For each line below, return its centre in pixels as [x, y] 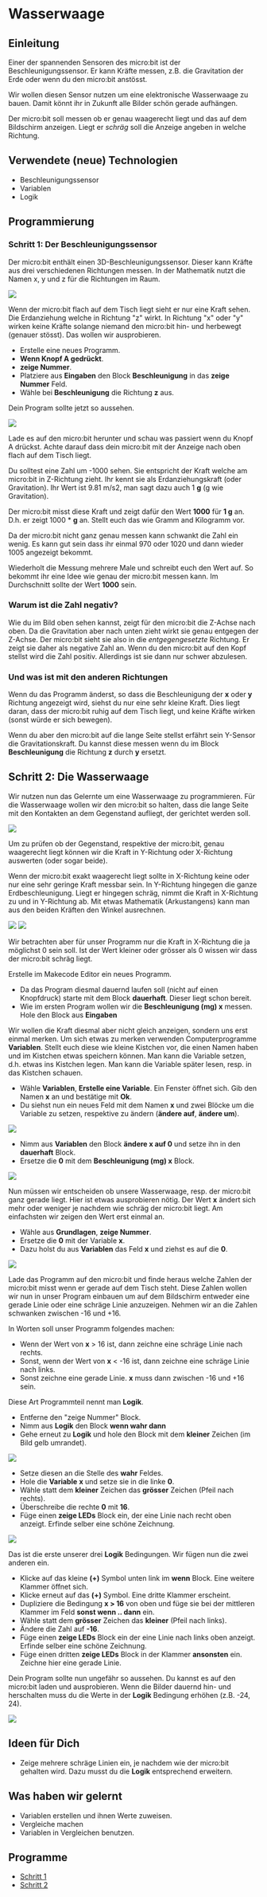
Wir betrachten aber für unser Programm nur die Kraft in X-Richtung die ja [129, 942]
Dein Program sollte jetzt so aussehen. [72, 408]
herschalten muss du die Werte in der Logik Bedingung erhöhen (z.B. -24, [129, 1695]
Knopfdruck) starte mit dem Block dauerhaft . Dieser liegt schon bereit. [135, 997]
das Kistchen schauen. [46, 1072]
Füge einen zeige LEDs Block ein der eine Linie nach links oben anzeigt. [137, 1637]
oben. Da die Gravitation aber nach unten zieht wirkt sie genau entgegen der [133, 631]
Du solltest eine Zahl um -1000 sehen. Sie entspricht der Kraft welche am [128, 470]
